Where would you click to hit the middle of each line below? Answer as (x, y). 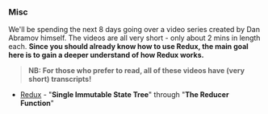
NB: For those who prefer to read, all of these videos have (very (136, 71)
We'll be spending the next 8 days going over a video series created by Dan (134, 30)
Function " (37, 104)
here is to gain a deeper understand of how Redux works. (106, 55)
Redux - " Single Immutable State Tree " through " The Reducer (124, 95)
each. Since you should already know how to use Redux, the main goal (128, 47)
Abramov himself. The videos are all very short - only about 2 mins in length (134, 38)
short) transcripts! (60, 79)
